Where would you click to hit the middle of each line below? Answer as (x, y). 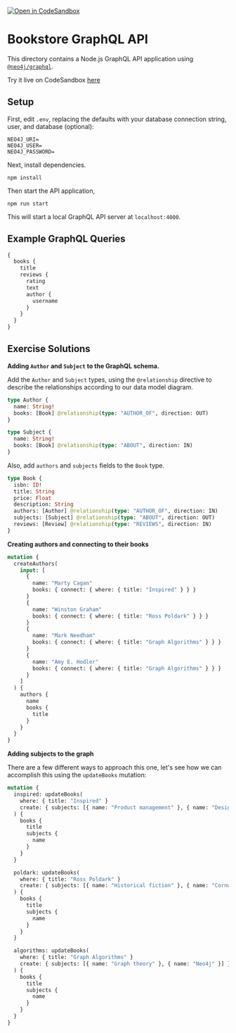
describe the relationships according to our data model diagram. (100, 387)
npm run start (28, 204)
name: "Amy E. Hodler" (66, 662)
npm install (25, 177)
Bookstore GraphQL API (78, 39)
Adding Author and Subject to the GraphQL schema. (84, 365)
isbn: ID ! (28, 485)
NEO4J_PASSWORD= (31, 151)
